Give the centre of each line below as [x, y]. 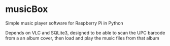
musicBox [27, 9]
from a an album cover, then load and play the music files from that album [82, 38]
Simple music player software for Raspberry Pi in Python [64, 23]
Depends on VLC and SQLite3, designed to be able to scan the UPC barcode [85, 32]
